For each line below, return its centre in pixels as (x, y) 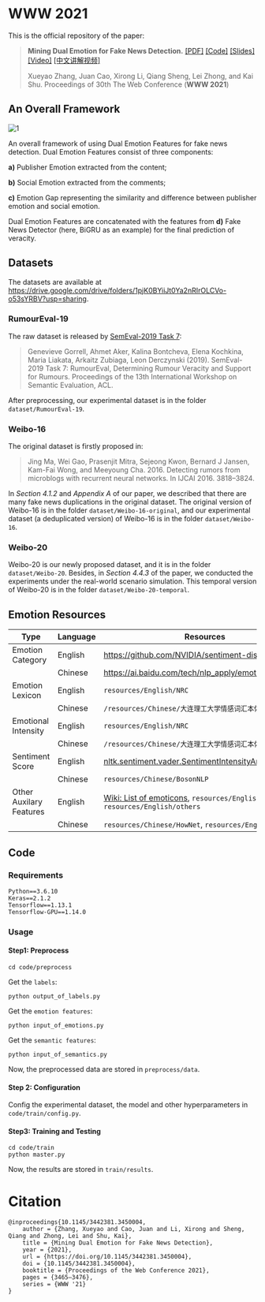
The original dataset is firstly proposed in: (76, 446)
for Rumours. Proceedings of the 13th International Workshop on (132, 376)
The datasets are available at (55, 282)
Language (77, 637)
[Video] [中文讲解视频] (64, 60)
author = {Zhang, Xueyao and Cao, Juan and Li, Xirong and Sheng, (134, 1229)
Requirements (36, 875)
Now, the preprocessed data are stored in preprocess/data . (104, 1069)
